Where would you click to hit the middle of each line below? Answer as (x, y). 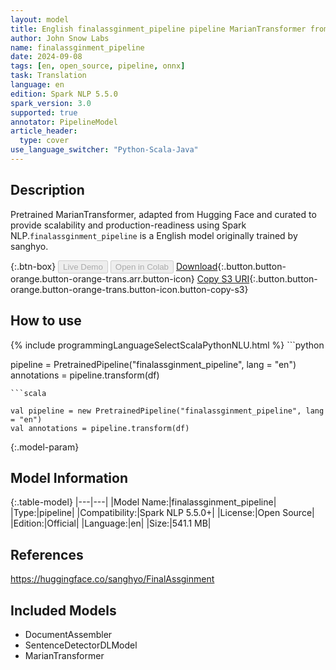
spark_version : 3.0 (51, 103)
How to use (46, 321)
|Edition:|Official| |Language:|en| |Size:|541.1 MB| (111, 523)
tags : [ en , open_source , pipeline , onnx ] (98, 66)
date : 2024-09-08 (46, 57)
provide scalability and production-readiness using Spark (128, 225)
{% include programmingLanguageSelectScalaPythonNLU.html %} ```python (167, 345)
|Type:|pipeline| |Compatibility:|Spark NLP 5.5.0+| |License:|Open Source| (162, 513)
